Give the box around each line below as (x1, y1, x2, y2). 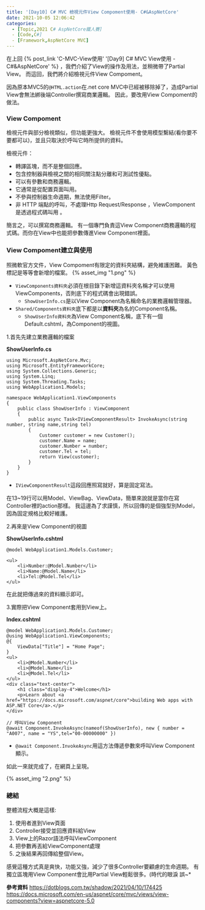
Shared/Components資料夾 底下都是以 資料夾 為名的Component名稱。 (15, 304, 181, 312)
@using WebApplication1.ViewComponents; (6, 633, 111, 639)
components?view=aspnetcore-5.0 (6, 897, 95, 904)
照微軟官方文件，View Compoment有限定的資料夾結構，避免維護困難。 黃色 (6, 261, 198, 268)
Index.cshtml (6, 615, 41, 623)
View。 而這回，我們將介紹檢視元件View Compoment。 (6, 70, 146, 77)
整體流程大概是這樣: (6, 806, 57, 813)
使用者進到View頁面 (15, 819, 66, 827)
